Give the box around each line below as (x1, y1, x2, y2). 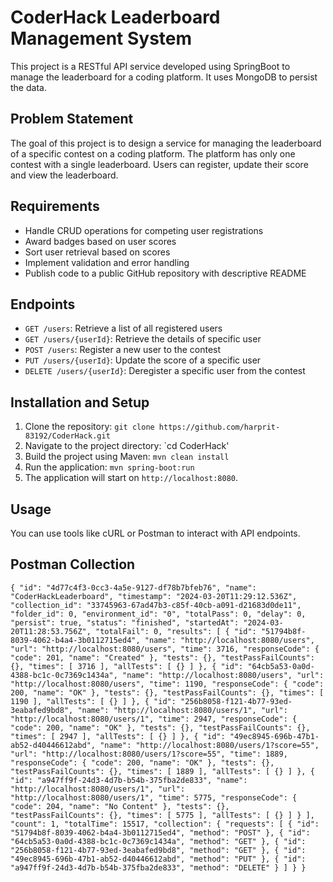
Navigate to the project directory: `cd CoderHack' (24, 440, 230, 452)
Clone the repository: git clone (24, 421, 155, 433)
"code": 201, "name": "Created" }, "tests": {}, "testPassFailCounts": (10, 652, 315, 663)
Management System (10, 27, 193, 50)
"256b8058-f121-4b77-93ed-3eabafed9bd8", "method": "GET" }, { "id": (10, 845, 307, 855)
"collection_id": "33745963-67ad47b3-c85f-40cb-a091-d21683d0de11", (10, 600, 302, 610)
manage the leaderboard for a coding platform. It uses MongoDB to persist (10, 71, 318, 83)
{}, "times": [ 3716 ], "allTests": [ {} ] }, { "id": (10, 661, 244, 671)
